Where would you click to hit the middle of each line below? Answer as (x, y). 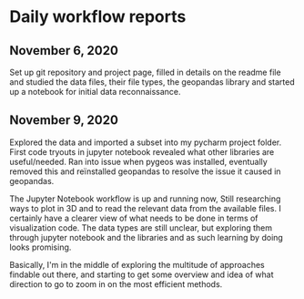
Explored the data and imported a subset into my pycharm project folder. (146, 142)
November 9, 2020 (64, 120)
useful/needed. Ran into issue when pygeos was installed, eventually (139, 161)
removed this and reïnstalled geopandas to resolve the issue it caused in (145, 171)
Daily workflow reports (98, 17)
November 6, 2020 (64, 51)
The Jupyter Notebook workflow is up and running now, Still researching (145, 199)
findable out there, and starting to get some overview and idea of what (142, 274)
